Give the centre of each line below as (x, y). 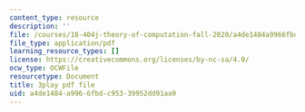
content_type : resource (54, 18)
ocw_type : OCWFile (44, 69)
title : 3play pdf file (52, 85)
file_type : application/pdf (63, 43)
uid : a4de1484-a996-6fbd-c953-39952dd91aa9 (93, 93)
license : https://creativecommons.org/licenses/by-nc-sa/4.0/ (129, 60)
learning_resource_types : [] (64, 51)
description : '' (40, 26)
